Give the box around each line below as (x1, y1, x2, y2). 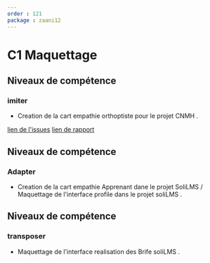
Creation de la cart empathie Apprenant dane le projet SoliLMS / (17, 183, 203, 191)
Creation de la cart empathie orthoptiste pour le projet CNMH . (17, 112, 199, 120)
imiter (7, 96, 28, 105)
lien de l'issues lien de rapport (7, 126, 95, 134)
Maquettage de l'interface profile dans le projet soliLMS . (17, 190, 183, 198)
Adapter (7, 166, 37, 176)
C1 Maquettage (7, 47, 98, 63)
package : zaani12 (7, 17, 61, 24)
